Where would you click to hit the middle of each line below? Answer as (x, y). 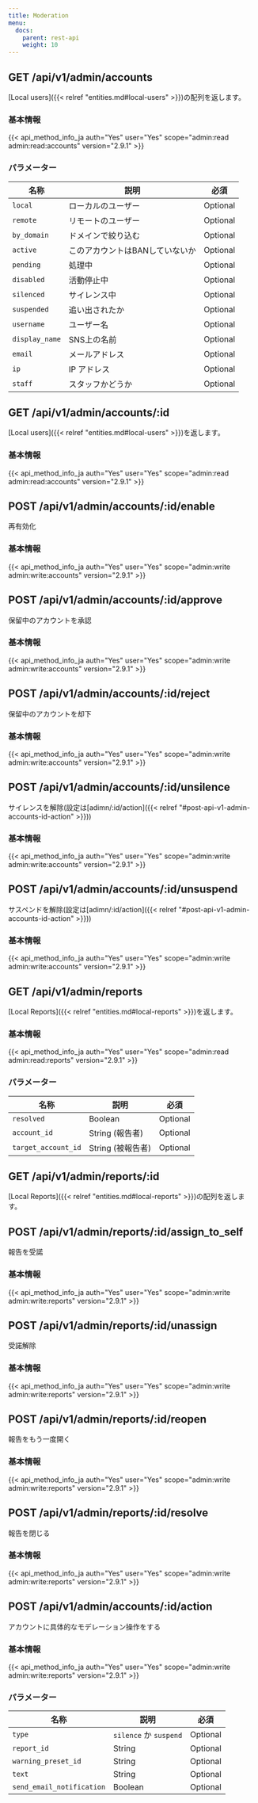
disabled (28, 279)
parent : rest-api (51, 38)
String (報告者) (116, 1133)
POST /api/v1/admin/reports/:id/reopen (108, 1419)
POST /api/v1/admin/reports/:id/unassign (113, 1326)
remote (25, 220)
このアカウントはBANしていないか (132, 250)
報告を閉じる (29, 1533)
